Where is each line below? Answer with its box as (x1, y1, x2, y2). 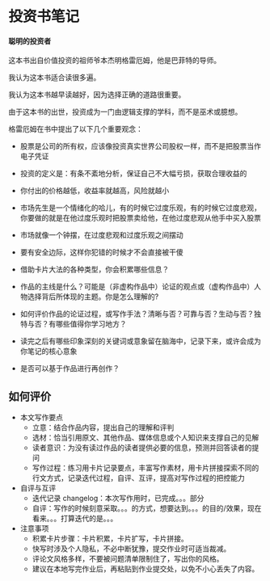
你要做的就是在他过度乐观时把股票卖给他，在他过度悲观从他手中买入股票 (19, 213, 261, 223)
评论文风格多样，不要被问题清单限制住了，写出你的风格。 (32, 554, 224, 564)
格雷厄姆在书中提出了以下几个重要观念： (8, 124, 143, 134)
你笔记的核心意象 (19, 347, 78, 356)
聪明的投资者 (8, 36, 51, 45)
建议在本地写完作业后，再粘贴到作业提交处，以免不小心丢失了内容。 (32, 564, 259, 574)
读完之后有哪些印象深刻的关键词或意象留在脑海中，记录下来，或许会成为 (19, 336, 261, 346)
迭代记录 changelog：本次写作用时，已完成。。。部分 (32, 494, 205, 503)
